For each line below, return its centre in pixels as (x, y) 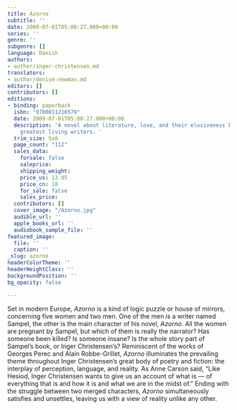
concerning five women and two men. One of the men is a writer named (112, 316)
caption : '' (31, 250)
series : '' (23, 33)
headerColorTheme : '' (39, 263)
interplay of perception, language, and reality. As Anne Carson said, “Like (114, 368)
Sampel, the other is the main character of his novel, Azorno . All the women (117, 323)
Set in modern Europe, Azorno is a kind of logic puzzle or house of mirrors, (116, 309)
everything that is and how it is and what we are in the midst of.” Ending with (118, 383)
